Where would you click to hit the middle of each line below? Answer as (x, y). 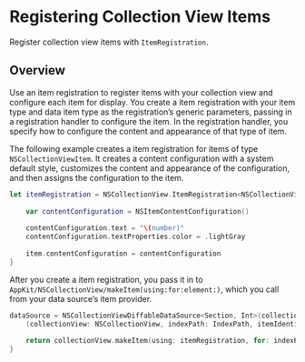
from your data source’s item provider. (81, 298)
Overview (38, 70)
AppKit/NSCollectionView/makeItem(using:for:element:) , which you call (144, 289)
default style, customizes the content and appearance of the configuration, (150, 168)
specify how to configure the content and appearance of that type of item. (148, 131)
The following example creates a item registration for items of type (134, 148)
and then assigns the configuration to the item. (97, 177)
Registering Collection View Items (140, 17)
